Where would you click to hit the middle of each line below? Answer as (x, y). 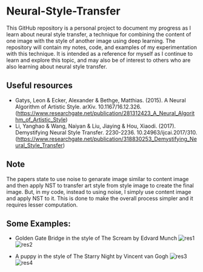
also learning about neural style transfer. (57, 66)
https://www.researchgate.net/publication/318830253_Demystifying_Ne (107, 139)
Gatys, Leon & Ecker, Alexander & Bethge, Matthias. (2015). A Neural (100, 100)
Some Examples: (38, 223)
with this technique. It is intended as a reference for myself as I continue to (99, 53)
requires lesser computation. (42, 205)
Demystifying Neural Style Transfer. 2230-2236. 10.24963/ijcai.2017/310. (106, 132)
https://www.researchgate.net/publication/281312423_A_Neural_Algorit (106, 113)
